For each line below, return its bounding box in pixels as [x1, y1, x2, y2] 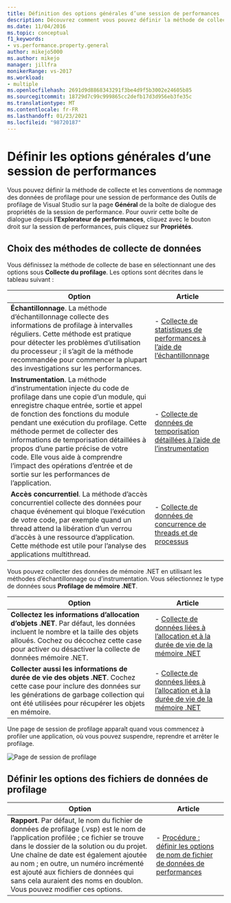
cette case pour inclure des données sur [10, 681, 141, 691]
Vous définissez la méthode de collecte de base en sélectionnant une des [7, 261, 216, 269]
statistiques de [154, 325, 203, 335]
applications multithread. [10, 550, 91, 559]
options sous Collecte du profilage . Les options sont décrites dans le [7, 268, 204, 276]
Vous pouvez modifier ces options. [10, 884, 123, 894]
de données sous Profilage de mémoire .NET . [7, 582, 138, 590]
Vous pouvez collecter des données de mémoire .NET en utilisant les [7, 568, 202, 576]
